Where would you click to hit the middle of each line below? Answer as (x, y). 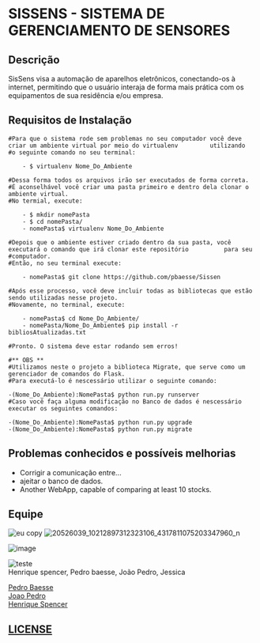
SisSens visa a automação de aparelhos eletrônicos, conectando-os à (122, 79)
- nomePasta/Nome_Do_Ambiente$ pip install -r (100, 325)
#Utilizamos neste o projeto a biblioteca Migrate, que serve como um (127, 367)
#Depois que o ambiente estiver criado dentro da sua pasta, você (120, 242)
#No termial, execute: (45, 201)
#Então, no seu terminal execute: (65, 263)
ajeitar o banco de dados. (61, 481)
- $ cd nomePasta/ (53, 221)
